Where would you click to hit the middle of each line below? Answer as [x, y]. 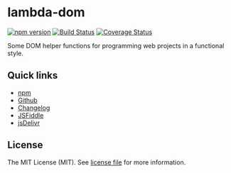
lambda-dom [46, 12]
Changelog [34, 108]
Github [27, 100]
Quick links [33, 76]
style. [15, 53]
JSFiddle [31, 115]
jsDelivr [29, 123]
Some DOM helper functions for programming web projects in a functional [116, 45]
